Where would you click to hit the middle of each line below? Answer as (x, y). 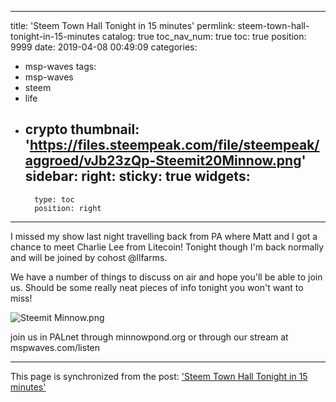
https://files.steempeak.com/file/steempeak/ (174, 145)
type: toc (54, 199)
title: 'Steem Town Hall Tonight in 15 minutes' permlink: (123, 25)
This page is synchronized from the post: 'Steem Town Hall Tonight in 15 (159, 376)
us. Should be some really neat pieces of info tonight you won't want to (157, 287)
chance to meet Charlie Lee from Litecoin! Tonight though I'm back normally (167, 247)
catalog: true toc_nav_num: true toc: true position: (204, 36)
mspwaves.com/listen (55, 347)
